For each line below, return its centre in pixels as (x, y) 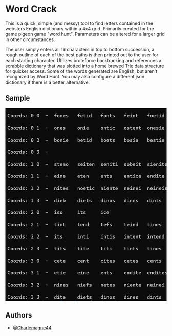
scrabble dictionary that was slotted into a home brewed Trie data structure (85, 66)
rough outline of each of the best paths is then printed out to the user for (82, 55)
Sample (18, 98)
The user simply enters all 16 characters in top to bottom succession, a (80, 49)
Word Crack (31, 9)
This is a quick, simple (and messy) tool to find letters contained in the (79, 23)
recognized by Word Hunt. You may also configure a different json (75, 76)
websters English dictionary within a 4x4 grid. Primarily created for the (80, 28)
